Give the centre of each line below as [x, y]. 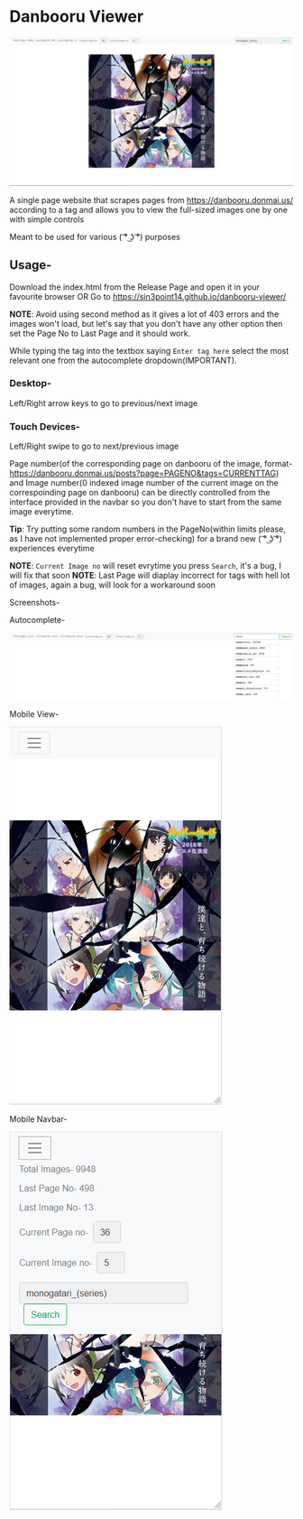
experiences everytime [52, 549]
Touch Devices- [45, 426]
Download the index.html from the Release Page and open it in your [134, 287]
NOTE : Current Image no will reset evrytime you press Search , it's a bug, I [145, 566]
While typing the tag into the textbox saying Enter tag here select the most [149, 350]
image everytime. [41, 512]
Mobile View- [34, 714]
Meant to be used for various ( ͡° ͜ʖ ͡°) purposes [95, 236]
